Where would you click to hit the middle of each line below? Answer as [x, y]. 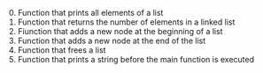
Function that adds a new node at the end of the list [112, 40]
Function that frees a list [62, 50]
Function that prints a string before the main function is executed [136, 59]
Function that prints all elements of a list [90, 13]
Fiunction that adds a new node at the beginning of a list [120, 31]
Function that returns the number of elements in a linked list [126, 22]
